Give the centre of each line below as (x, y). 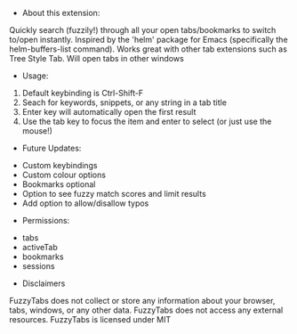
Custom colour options (64, 175)
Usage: (35, 76)
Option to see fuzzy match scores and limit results (114, 194)
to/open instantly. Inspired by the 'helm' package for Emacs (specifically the (148, 40)
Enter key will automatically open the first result (109, 112)
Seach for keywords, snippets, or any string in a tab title (124, 102)
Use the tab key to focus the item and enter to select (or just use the (147, 121)
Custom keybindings (60, 165)
